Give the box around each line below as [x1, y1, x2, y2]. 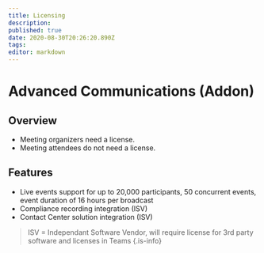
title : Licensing [8, 11, 66, 20]
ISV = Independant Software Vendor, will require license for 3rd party [27, 227, 254, 237]
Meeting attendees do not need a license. [19, 143, 156, 153]
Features [8, 166, 53, 179]
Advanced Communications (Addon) [8, 82, 255, 100]
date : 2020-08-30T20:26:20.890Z [8, 33, 115, 42]
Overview [8, 114, 58, 127]
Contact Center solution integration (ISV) [19, 212, 153, 221]
